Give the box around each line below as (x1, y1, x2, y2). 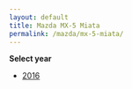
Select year (9, 54, 52, 64)
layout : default (9, 12, 69, 22)
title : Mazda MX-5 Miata (9, 21, 100, 30)
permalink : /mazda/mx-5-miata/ (9, 29, 124, 38)
